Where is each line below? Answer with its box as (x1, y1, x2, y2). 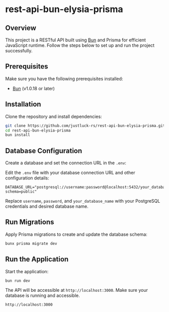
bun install (5, 133, 30, 138)
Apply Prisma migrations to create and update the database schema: (5, 231, 147, 237)
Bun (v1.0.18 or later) (12, 85, 55, 91)
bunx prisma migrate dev (5, 241, 57, 246)
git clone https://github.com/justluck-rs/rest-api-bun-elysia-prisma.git (5, 123, 165, 128)
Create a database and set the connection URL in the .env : (5, 160, 127, 166)
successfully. (5, 48, 33, 53)
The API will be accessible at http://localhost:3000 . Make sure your (5, 287, 148, 293)
